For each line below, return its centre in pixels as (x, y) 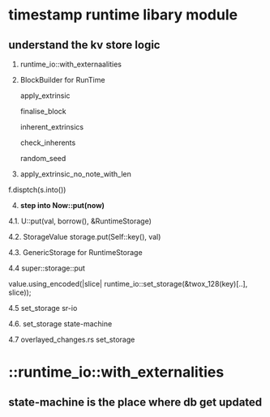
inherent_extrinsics (51, 127)
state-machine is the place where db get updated (135, 402)
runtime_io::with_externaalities (71, 64)
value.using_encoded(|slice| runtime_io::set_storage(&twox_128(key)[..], (128, 284)
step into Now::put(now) (62, 205)
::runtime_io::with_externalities (116, 372)
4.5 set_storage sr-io (43, 308)
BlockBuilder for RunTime (62, 80)
